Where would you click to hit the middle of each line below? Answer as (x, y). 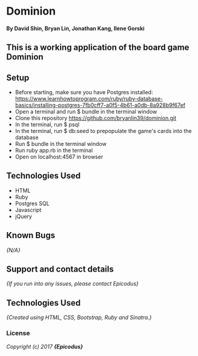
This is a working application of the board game (98, 48)
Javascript (28, 210)
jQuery (23, 216)
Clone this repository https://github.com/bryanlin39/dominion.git (96, 118)
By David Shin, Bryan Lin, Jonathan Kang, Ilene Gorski (75, 28)
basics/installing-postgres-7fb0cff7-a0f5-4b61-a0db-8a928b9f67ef (100, 105)
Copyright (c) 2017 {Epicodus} (45, 346)
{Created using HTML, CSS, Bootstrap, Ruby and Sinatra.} (79, 318)
